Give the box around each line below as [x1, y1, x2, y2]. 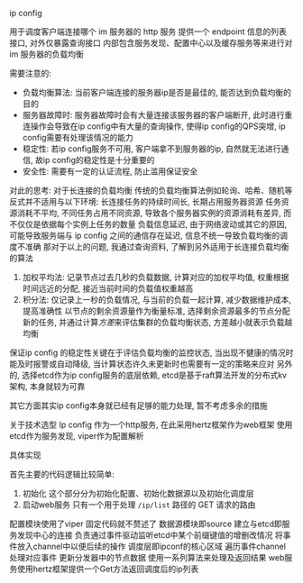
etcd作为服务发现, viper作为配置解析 [9, 431, 144, 441]
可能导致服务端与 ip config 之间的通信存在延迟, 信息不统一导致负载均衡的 [9, 230, 280, 241]
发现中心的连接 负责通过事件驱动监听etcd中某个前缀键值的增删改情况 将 [16, 530, 284, 540]
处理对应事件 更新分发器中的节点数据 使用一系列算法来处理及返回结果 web [9, 552, 285, 562]
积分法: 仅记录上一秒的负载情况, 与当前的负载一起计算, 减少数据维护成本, [22, 295, 291, 305]
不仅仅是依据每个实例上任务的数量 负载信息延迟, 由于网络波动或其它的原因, [9, 219, 287, 229]
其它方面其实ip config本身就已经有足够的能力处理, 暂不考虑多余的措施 [9, 400, 268, 411]
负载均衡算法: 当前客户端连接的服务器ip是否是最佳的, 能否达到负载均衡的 [22, 87, 291, 97]
